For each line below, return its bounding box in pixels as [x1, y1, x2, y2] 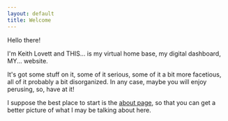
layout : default [7, 10, 54, 17]
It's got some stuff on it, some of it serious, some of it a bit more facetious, [7, 70, 222, 79]
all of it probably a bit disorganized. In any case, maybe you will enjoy [7, 77, 207, 86]
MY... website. [7, 56, 49, 65]
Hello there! [7, 35, 40, 44]
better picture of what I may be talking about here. [7, 106, 151, 114]
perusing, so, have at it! [7, 85, 75, 93]
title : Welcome [7, 17, 52, 24]
